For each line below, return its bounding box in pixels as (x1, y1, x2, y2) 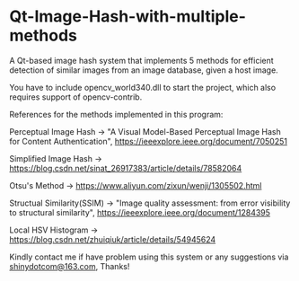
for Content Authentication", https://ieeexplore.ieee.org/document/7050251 (9, 136, 287, 146)
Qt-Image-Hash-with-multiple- (9, 6, 247, 27)
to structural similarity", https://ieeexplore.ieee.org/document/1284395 (9, 206, 271, 217)
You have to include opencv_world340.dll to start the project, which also (9, 82, 277, 92)
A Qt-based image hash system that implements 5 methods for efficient (9, 55, 274, 66)
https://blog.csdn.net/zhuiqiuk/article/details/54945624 (9, 233, 216, 244)
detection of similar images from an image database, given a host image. (9, 65, 278, 75)
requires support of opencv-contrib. (9, 92, 143, 102)
